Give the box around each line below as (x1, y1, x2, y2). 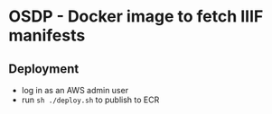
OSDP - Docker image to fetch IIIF (8, 6, 264, 27)
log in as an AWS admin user (21, 85, 128, 95)
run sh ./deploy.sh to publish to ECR (21, 94, 160, 105)
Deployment (8, 61, 80, 76)
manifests (8, 25, 86, 46)
